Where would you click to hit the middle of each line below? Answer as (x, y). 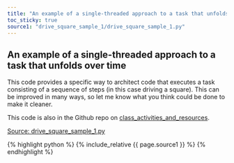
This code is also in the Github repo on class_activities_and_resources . (109, 118)
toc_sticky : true (32, 20)
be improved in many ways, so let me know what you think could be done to (116, 97)
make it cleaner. (30, 104)
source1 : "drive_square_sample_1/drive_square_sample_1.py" (96, 26)
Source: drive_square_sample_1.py (56, 131)
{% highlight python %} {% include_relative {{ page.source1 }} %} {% (107, 145)
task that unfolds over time (67, 66)
